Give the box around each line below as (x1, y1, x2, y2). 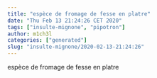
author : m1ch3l (7, 30, 53, 38)
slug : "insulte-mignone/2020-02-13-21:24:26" (7, 43, 144, 50)
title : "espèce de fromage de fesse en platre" (7, 10, 151, 18)
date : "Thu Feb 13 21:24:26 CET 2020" (7, 17, 122, 24)
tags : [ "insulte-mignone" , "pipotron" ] (7, 23, 126, 30)
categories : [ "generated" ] (7, 37, 87, 44)
